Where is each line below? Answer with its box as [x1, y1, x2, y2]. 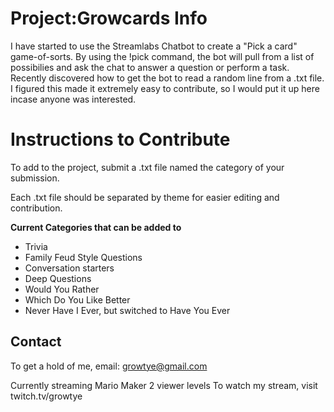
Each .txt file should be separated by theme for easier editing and [10, 191, 280, 203]
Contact [10, 333, 62, 351]
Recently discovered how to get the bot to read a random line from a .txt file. [10, 72, 325, 84]
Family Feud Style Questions [24, 251, 143, 263]
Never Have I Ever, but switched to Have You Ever [24, 304, 231, 316]
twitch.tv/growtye [10, 390, 83, 402]
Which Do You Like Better [24, 293, 131, 306]
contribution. [10, 202, 63, 214]
